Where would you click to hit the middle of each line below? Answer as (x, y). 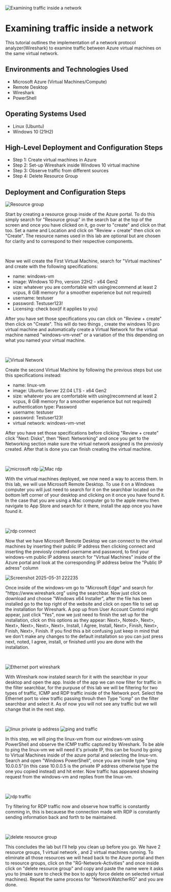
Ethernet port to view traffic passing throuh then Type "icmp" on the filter (82, 698)
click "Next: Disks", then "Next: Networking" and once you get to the (77, 439)
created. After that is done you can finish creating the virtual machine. (79, 449)
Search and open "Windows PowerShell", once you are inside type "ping (81, 761)
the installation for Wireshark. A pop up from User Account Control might (82, 609)
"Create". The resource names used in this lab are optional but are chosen (83, 236)
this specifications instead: (33, 375)
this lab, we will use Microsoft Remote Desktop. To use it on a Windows (80, 484)
